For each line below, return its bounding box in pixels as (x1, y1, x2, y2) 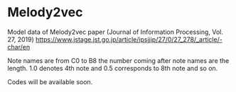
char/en (7, 42, 31, 51)
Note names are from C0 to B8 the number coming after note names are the (7, 56, 230, 64)
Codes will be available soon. (7, 77, 93, 86)
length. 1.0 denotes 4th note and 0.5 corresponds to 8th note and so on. (7, 64, 218, 72)
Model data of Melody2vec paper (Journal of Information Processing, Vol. (7, 28, 224, 36)
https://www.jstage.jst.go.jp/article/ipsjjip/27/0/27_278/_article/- (35, 35, 222, 43)
